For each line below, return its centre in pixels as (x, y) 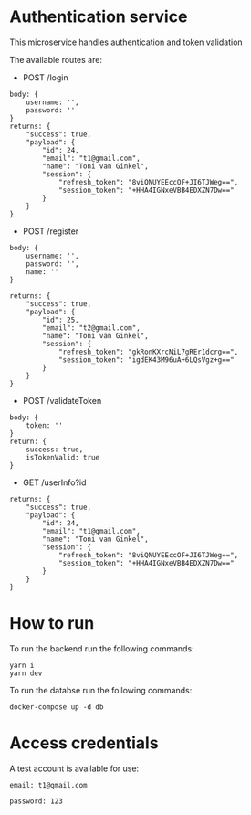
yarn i (22, 665)
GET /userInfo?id (54, 482)
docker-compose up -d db (57, 707)
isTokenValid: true (63, 457)
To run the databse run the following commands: (101, 690)
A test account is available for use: (74, 768)
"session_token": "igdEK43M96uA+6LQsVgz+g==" (146, 360)
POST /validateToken (62, 400)
